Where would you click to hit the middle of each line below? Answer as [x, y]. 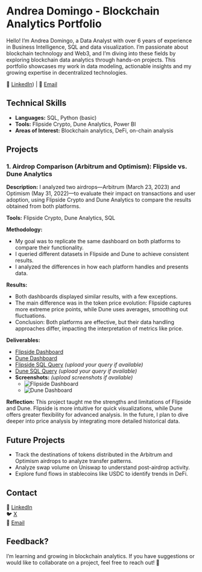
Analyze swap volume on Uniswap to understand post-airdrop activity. [102, 467]
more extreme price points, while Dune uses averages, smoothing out [101, 309]
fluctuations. [30, 316]
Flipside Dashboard [39, 352]
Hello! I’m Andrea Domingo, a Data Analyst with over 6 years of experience [99, 40]
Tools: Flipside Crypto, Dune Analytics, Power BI [75, 124]
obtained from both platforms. [43, 207]
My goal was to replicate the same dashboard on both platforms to [98, 241]
